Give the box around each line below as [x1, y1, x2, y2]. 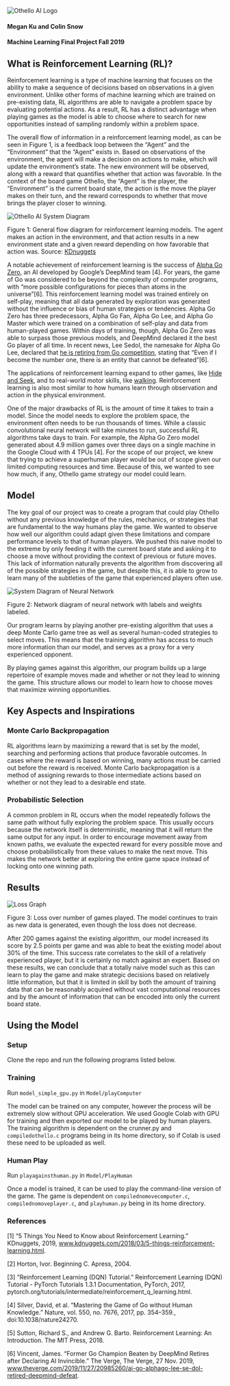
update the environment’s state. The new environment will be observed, [7, 162, 209, 170]
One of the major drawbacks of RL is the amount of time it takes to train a [7, 404, 214, 412]
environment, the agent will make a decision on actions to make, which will [7, 155, 218, 163]
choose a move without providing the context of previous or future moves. [7, 552, 217, 560]
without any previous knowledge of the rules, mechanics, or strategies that [7, 515, 218, 524]
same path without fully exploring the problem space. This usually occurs [7, 818, 214, 826]
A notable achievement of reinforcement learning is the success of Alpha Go [7, 261, 222, 269]
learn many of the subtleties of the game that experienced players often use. [7, 574, 223, 582]
